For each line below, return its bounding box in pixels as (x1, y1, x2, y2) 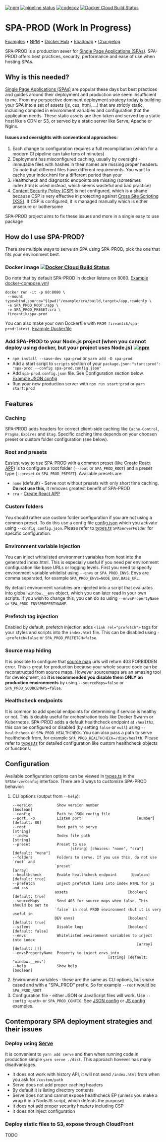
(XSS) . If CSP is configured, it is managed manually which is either (12, 198, 148, 204)
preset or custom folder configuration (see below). (5, 436, 109, 442)
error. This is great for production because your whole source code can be (5, 663, 158, 670)
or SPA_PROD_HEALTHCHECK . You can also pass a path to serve (30, 729, 152, 735)
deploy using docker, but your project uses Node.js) (5, 344, 133, 351)
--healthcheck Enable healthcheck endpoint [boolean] (12, 872, 150, 877)
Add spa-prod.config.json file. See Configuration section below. (12, 370, 144, 376)
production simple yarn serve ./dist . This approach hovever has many (5, 1057, 152, 1063)
